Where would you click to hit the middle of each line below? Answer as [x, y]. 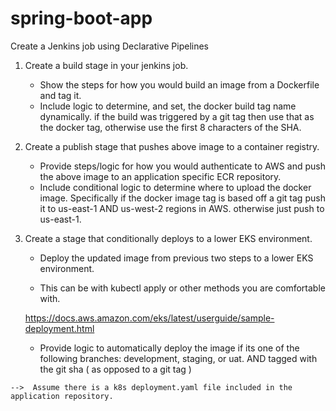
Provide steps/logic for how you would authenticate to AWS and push [182, 166]
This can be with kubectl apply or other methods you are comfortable [182, 288]
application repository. [62, 396]
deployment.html [59, 328]
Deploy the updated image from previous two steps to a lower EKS [176, 258]
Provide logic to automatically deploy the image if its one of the [169, 348]
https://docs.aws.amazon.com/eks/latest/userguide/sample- [149, 318]
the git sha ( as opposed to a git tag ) [115, 369]
